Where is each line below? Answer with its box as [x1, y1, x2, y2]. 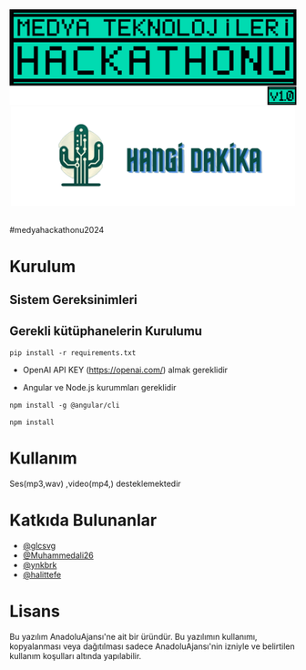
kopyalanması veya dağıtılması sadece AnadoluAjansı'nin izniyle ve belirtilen [9, 641, 296, 652]
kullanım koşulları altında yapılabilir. [9, 650, 142, 661]
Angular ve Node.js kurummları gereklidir [22, 382, 177, 393]
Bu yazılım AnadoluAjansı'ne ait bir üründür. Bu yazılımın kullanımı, [9, 631, 258, 642]
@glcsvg [22, 540, 56, 551]
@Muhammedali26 [22, 550, 94, 561]
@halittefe [22, 569, 62, 580]
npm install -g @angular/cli [9, 401, 120, 411]
